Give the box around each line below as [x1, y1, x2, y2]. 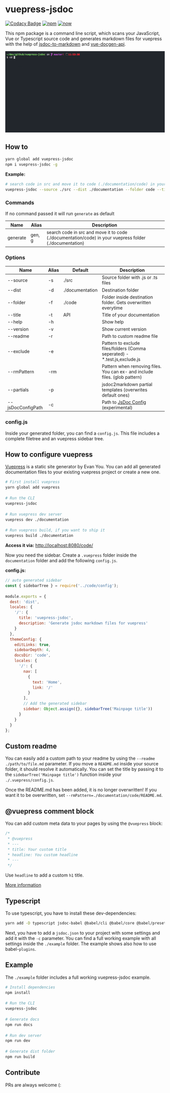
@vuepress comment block [5, 807, 94, 816]
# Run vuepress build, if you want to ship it [5, 528, 105, 533]
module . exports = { [5, 594, 47, 599]
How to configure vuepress [5, 451, 93, 459]
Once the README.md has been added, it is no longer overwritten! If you [5, 787, 157, 793]
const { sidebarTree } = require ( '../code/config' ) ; [5, 583, 119, 588]
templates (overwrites [102, 387, 148, 393]
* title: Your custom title [7, 847, 67, 852]
